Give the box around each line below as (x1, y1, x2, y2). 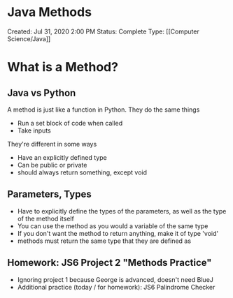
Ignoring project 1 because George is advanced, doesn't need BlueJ (17, 275, 213, 283)
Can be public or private (17, 161, 87, 169)
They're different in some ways (7, 140, 97, 148)
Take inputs (17, 126, 51, 135)
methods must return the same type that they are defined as (17, 237, 191, 245)
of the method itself (17, 214, 75, 223)
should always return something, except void (17, 168, 148, 177)
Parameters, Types (7, 188, 92, 200)
